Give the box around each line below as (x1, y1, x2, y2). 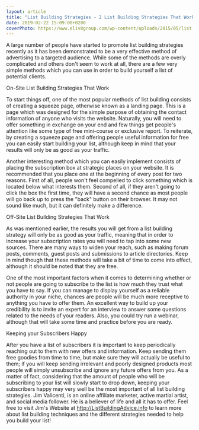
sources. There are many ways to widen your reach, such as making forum (6, 244, 189, 251)
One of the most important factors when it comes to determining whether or (6, 274, 191, 282)
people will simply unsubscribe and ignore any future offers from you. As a (6, 367, 188, 374)
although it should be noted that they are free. (6, 263, 118, 270)
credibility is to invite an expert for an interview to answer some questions (6, 306, 187, 313)
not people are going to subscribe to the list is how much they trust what (6, 281, 183, 288)
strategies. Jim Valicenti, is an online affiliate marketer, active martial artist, (6, 392, 188, 399)
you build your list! (6, 417, 52, 424)
